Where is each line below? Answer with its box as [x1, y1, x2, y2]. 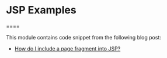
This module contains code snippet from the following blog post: [6, 34, 162, 41]
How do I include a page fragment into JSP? [14, 45, 121, 52]
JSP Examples [6, 3, 77, 17]
